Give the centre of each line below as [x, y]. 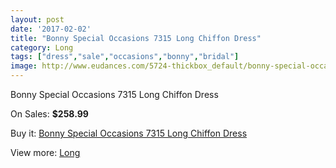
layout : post [37, 19]
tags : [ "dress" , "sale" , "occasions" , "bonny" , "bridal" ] [125, 57]
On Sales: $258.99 [49, 114]
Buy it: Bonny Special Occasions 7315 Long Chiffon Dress [129, 133]
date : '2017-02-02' [51, 29]
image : [24, 66]
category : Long [42, 47]
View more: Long [45, 152]
